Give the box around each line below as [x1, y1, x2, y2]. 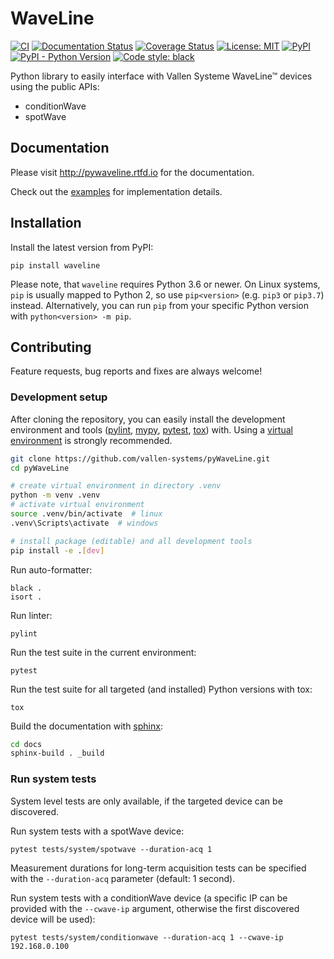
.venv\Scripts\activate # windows [10, 518, 159, 528]
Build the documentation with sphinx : [10, 720, 163, 732]
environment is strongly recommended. [10, 434, 173, 446]
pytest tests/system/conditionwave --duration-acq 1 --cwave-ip [10, 932, 284, 942]
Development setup [10, 390, 108, 404]
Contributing [10, 338, 92, 356]
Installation [10, 215, 82, 232]
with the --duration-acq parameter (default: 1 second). [10, 872, 236, 884]
